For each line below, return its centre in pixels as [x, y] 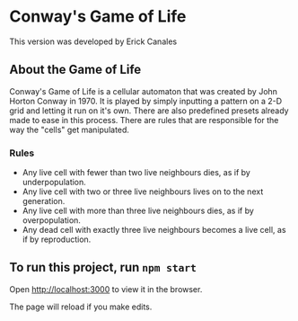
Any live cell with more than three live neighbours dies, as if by [138, 211]
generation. [44, 201]
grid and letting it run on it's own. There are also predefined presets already [149, 111]
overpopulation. [51, 220]
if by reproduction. [57, 239]
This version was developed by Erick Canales [93, 41]
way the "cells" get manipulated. [70, 129]
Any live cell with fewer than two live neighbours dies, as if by [136, 173]
